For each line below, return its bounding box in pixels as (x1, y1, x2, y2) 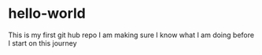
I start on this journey (8, 38, 77, 47)
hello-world (8, 5, 87, 22)
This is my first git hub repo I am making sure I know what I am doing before (8, 30, 254, 40)
